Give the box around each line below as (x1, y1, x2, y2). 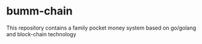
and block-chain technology (6, 30, 77, 37)
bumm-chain (6, 4, 73, 18)
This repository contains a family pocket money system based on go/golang (6, 24, 197, 31)
